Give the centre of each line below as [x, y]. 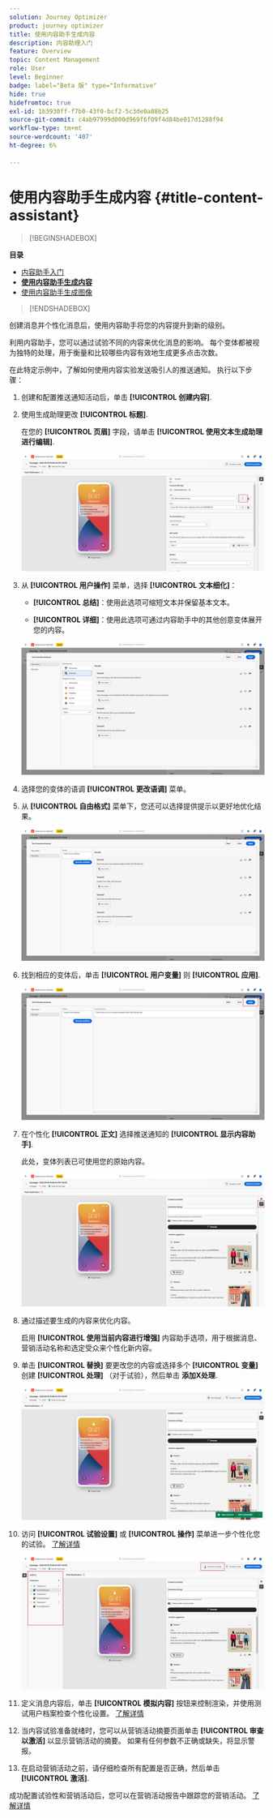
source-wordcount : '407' [51, 137]
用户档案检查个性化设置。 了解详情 [86, 1713]
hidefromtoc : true [40, 103]
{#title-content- [209, 197]
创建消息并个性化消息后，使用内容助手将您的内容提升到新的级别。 [119, 325]
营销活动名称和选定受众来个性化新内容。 [88, 1348]
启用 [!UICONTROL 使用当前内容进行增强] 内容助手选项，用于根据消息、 [141, 1337]
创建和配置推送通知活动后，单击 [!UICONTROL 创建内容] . [116, 397]
